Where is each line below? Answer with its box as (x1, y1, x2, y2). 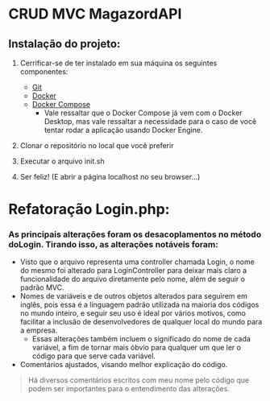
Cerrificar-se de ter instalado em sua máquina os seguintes (19, 58, 218, 68)
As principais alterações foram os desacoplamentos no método (8, 229, 262, 240)
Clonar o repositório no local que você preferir (19, 141, 174, 150)
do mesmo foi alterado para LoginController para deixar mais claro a (19, 266, 247, 275)
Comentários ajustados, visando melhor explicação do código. (19, 360, 228, 370)
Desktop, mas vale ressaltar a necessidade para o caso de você (44, 117, 257, 126)
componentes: (19, 67, 69, 76)
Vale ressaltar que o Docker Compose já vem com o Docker (44, 108, 243, 118)
